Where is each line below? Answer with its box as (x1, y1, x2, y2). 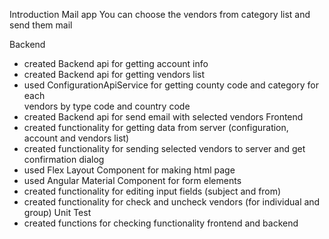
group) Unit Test (23, 207, 92, 218)
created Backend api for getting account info (23, 58, 209, 69)
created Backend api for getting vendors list (23, 69, 206, 80)
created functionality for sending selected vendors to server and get (23, 143, 306, 154)
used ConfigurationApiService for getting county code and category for (23, 79, 319, 91)
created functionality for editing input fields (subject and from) (23, 185, 282, 197)
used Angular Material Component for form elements (23, 175, 242, 186)
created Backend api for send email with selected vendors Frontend (23, 111, 304, 123)
